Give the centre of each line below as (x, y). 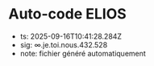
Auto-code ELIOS (67, 14)
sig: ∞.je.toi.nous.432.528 (64, 44)
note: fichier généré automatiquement (83, 53)
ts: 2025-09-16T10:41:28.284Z (71, 36)
